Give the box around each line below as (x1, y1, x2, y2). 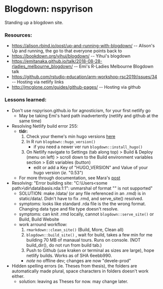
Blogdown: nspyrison (4, 3, 93, 15)
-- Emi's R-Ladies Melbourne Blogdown (74, 63, 154, 69)
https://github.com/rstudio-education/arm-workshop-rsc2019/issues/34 (11, 74, 157, 80)
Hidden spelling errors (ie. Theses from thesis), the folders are (11, 263, 137, 269)
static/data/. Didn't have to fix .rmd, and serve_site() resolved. (19, 195, 143, 201)
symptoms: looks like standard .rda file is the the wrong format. (19, 201, 146, 207)
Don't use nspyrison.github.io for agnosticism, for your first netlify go (11, 107, 151, 113)
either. (11, 273, 25, 279)
